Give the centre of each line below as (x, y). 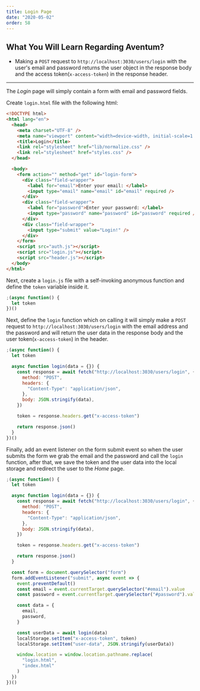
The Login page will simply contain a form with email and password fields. (97, 91)
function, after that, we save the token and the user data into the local (91, 462)
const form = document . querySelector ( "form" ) (69, 572)
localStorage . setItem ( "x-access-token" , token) (77, 638)
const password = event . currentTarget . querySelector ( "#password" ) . (102, 595)
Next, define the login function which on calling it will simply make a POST (96, 320)
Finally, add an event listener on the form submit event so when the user (95, 449)
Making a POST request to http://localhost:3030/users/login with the (101, 62)
